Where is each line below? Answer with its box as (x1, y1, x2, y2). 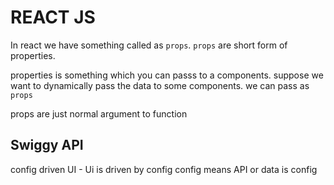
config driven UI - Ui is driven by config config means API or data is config (10, 163, 318, 175)
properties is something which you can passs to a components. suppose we (10, 69, 324, 81)
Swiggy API (10, 137, 84, 154)
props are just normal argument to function (10, 107, 188, 120)
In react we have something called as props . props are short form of (10, 39, 288, 51)
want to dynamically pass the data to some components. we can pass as (10, 79, 310, 91)
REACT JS (10, 6, 96, 29)
